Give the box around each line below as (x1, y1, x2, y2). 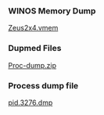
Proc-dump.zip (8, 60, 57, 70)
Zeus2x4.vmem (8, 23, 59, 33)
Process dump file (8, 80, 79, 91)
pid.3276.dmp (8, 98, 53, 107)
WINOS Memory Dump (8, 5, 96, 16)
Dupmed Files (8, 43, 62, 54)
